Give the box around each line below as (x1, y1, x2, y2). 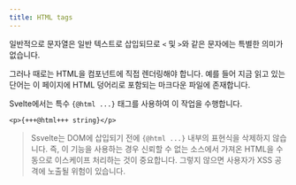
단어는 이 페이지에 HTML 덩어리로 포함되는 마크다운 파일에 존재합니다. (9, 79, 251, 89)
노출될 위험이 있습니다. (47, 166, 126, 176)
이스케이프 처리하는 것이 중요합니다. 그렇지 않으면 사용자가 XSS (54, 154, 273, 165)
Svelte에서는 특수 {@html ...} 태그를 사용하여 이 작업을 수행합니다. (9, 98, 243, 109)
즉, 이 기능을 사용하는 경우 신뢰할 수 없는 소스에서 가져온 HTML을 (49, 143, 274, 154)
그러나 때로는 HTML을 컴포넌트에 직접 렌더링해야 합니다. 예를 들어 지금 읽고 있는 (9, 68, 285, 79)
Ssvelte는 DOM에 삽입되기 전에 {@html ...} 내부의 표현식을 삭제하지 (30, 132, 271, 143)
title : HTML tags (9, 12, 73, 22)
